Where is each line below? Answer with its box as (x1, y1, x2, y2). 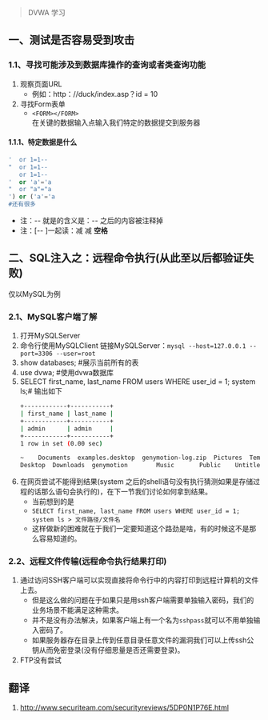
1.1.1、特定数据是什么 (8, 138, 78, 147)
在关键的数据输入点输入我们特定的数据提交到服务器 (31, 118, 201, 127)
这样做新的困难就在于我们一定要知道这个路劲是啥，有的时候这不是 (31, 524, 250, 534)
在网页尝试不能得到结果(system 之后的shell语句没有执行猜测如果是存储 (19, 477, 254, 486)
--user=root (55, 350, 96, 358)
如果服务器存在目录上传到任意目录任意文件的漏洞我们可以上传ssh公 (31, 635, 254, 645)
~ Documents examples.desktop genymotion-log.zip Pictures (19, 454, 242, 462)
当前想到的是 (31, 497, 74, 506)
